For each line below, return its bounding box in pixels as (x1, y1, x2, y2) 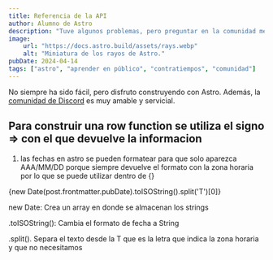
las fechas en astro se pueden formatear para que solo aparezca (19, 154, 237, 163)
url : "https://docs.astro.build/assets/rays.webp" (23, 42, 198, 50)
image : (8, 34, 31, 43)
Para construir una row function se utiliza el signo (8, 119, 265, 133)
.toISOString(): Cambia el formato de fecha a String (8, 218, 180, 227)
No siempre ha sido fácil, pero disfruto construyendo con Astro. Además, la (8, 87, 261, 97)
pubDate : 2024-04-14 (8, 58, 79, 66)
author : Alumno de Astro (8, 19, 93, 28)
